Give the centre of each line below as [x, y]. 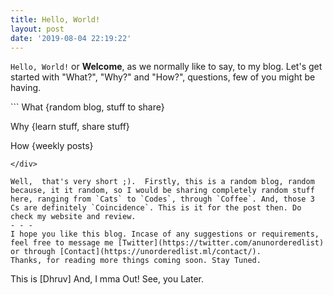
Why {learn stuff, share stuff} [70, 127]
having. [26, 88]
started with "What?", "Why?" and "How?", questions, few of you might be [163, 77]
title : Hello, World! [55, 19]
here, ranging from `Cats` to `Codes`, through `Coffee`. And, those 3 [162, 199]
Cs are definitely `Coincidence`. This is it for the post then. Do [156, 208]
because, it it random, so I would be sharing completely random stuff [162, 191]
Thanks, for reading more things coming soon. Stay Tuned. [136, 261]
